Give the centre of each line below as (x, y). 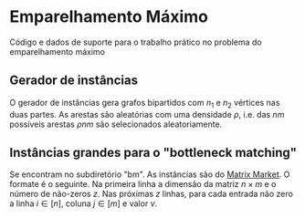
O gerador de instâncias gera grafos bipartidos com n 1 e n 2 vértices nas (145, 104)
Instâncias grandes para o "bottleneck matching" (153, 152)
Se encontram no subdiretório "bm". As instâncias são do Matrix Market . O (150, 174)
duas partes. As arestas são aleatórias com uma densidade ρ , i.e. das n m (147, 114)
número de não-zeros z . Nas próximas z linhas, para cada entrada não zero (152, 194)
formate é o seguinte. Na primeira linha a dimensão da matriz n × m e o (143, 184)
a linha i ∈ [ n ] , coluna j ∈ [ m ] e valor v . (84, 203)
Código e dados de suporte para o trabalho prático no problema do (136, 42)
